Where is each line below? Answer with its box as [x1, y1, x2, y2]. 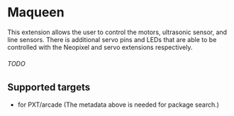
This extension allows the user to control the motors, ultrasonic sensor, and [7, 28, 228, 36]
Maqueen [7, 4, 65, 21]
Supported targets [7, 81, 91, 93]
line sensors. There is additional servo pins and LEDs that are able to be [7, 35, 217, 43]
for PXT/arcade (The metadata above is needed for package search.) [17, 100, 220, 109]
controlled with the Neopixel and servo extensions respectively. [7, 43, 193, 51]
